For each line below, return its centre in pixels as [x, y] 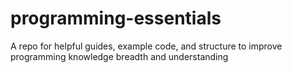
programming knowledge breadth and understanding [119, 56]
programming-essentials [116, 18]
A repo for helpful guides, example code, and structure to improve [146, 46]
